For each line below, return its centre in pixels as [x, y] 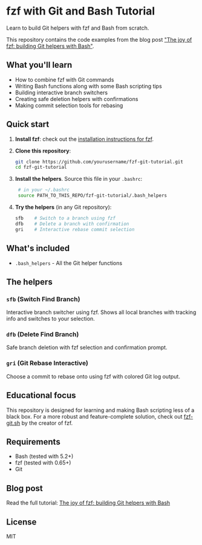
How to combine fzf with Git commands [64, 79]
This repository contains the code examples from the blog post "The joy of [99, 39]
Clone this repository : [43, 151]
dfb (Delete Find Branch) [43, 335]
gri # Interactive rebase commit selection [75, 229]
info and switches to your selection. [50, 319]
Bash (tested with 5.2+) [44, 456]
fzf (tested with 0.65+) [43, 463]
